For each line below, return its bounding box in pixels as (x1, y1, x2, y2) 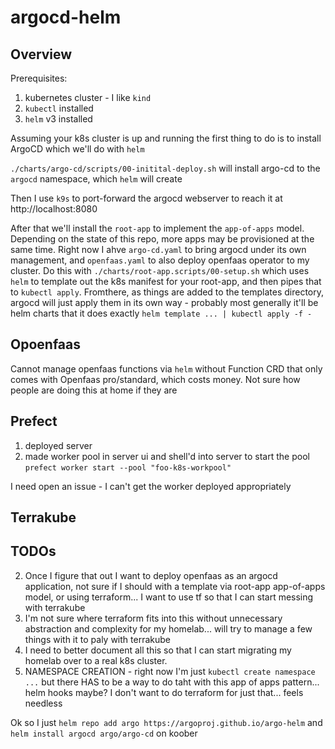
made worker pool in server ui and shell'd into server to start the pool (24, 450, 310, 462)
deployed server (24, 439, 93, 451)
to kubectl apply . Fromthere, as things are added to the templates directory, (10, 286, 325, 298)
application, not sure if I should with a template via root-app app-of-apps (24, 580, 326, 592)
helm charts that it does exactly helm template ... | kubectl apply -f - (10, 307, 313, 319)
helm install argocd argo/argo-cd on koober (10, 727, 198, 739)
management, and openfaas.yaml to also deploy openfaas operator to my (10, 254, 310, 266)
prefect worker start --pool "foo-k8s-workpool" (24, 462, 232, 473)
